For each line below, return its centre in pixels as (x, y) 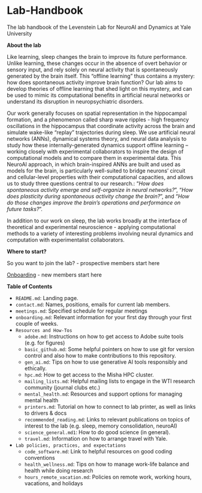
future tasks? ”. (25, 209)
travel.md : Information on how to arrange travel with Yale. (96, 438)
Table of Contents (30, 286)
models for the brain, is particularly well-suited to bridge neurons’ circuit (96, 170)
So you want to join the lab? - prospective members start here (83, 263)
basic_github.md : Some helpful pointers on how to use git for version (109, 349)
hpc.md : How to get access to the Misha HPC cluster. (89, 375)
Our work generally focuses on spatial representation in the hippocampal (97, 113)
